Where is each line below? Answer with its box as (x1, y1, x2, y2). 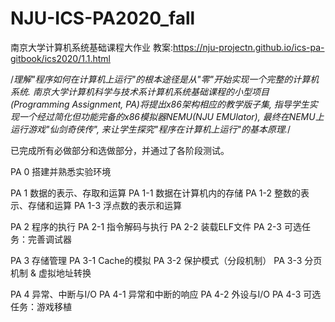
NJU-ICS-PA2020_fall (10, 7, 196, 30)
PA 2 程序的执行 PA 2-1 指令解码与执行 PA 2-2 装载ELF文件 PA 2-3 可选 (10, 220, 302, 232)
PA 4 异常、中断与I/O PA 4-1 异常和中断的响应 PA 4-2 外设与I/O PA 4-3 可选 (10, 288, 322, 300)
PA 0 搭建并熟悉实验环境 (10, 165, 112, 177)
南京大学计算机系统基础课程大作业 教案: (10, 41, 173, 53)
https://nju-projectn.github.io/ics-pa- (172, 41, 325, 53)
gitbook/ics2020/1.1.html (10, 52, 111, 64)
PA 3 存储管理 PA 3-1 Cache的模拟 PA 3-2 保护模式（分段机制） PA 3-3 (10, 254, 303, 266)
